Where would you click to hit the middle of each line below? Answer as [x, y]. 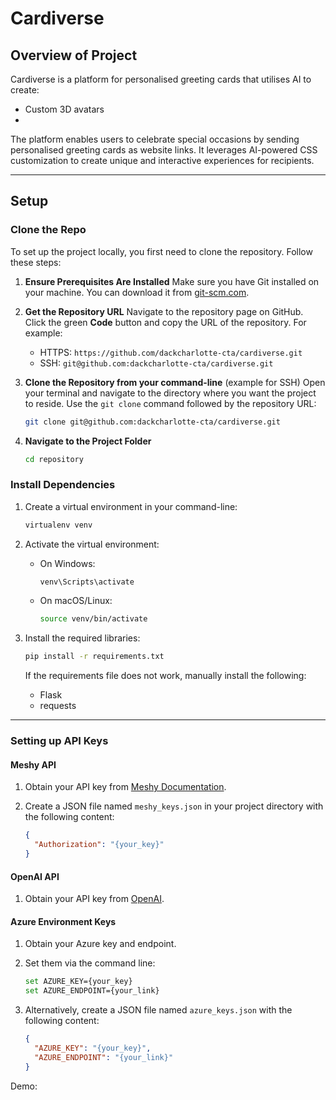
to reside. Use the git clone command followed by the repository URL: [170, 403]
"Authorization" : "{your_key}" [99, 845]
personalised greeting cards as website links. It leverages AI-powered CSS [164, 150]
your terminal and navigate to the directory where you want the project [170, 393]
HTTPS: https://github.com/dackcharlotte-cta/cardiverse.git [171, 352]
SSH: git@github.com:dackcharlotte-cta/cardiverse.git [156, 363]
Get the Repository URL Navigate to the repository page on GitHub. [164, 311]
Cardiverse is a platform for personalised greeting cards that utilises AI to [161, 79]
